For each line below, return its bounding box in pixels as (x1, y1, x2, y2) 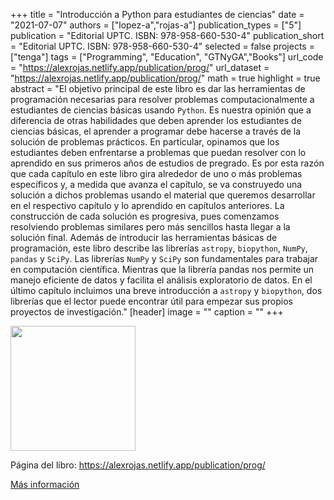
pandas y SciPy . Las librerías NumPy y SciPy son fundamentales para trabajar (10, 253, 319, 264)
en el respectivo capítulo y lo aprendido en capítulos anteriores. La (10, 200, 285, 211)
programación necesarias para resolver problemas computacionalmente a (10, 94, 315, 105)
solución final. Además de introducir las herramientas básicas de (10, 232, 278, 243)
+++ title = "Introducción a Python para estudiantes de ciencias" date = (10, 9, 305, 20)
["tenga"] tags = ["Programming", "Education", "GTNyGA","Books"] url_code (10, 51, 324, 63)
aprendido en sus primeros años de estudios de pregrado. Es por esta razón (10, 157, 325, 169)
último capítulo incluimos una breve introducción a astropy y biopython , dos (10, 285, 323, 296)
